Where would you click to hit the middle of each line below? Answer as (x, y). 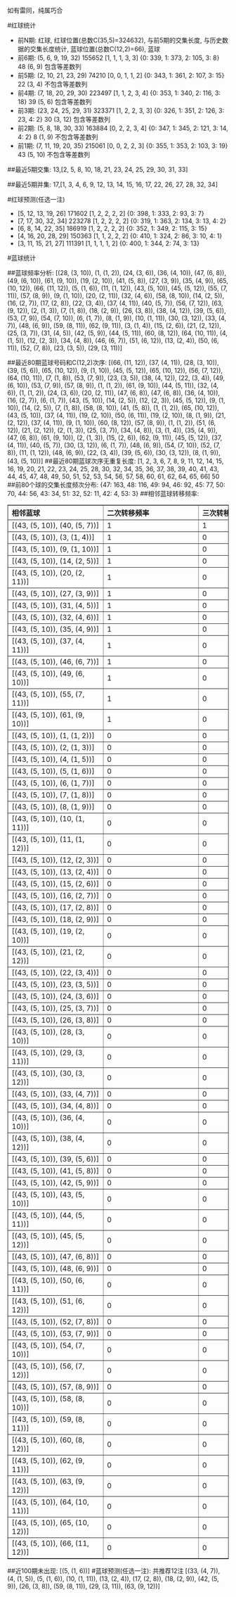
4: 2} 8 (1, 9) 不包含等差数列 (58, 137)
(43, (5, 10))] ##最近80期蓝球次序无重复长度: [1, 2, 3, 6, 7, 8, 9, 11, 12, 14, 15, (116, 461)
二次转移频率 (128, 513)
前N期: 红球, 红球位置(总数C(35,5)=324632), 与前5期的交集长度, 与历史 (120, 40)
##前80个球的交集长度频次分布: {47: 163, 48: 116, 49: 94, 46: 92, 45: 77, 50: (117, 485)
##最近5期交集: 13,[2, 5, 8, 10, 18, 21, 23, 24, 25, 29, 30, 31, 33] (98, 170)
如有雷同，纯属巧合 (35, 10)
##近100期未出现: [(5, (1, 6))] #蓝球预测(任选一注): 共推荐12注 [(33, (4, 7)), (114, 1571)
